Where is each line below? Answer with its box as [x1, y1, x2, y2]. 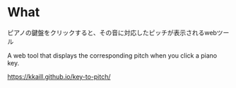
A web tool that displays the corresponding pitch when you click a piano [7, 51, 218, 60]
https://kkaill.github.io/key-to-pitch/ [7, 72, 111, 81]
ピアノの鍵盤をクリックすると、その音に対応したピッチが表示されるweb [7, 28, 218, 37]
